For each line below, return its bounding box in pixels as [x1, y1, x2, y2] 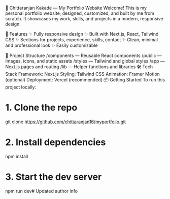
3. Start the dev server [5, 171, 102, 183]
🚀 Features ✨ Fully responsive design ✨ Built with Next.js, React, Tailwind [5, 31, 159, 37]
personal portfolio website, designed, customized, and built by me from [5, 10, 155, 16]
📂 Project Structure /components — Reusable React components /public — [5, 52, 162, 59]
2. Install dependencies [5, 136, 106, 148]
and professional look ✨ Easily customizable [5, 42, 98, 48]
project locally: [5, 84, 37, 90]
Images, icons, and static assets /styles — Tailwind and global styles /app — [5, 58, 165, 64]
